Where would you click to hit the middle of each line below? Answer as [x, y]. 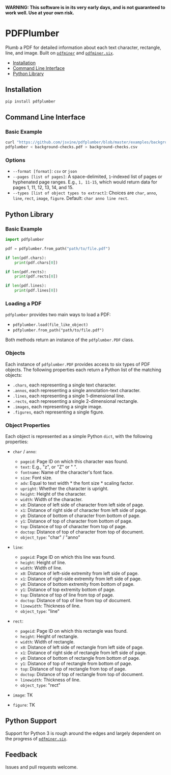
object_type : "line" [40, 611]
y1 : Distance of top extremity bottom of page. [68, 589]
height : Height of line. [43, 562]
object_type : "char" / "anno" [50, 537]
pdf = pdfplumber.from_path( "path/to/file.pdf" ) [58, 249]
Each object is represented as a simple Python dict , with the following [79, 436]
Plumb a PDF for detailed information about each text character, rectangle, [83, 47]
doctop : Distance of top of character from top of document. [82, 532]
